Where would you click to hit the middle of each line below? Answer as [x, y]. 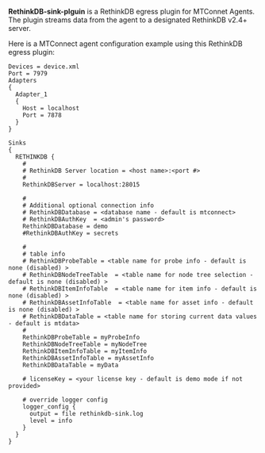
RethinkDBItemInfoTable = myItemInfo [85, 351]
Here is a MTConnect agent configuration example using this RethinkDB [126, 44]
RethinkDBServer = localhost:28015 [81, 185]
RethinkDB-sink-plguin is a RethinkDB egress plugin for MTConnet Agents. [132, 12]
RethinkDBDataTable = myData [71, 365]
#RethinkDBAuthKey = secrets [71, 233]
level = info [51, 420]
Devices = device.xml [44, 67]
